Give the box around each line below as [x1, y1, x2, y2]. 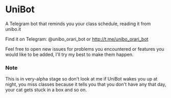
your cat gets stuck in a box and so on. [5, 87, 87, 93]
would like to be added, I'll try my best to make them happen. [5, 51, 134, 57]
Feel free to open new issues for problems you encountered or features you [5, 46, 164, 52]
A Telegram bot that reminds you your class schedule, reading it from [5, 21, 151, 27]
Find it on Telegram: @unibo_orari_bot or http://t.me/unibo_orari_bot [5, 36, 149, 42]
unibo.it [5, 26, 21, 32]
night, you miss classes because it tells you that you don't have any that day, [5, 81, 167, 88]
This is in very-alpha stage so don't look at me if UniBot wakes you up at [5, 76, 158, 82]
